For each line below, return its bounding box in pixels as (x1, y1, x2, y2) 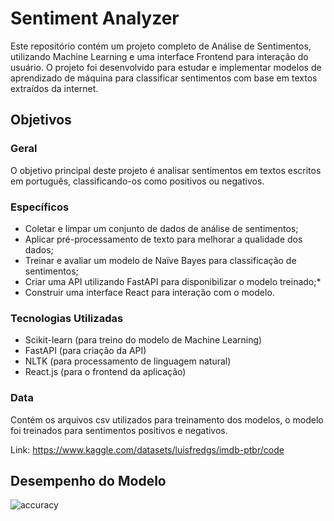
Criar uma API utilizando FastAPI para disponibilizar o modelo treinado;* (24, 275, 322, 287)
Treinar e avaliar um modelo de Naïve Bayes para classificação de (24, 254, 297, 266)
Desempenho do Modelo (10, 472, 167, 489)
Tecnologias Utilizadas (10, 311, 124, 325)
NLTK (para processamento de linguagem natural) (24, 355, 232, 367)
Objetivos (10, 112, 72, 129)
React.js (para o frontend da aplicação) (24, 366, 187, 378)
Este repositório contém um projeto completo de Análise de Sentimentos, (10, 40, 312, 52)
